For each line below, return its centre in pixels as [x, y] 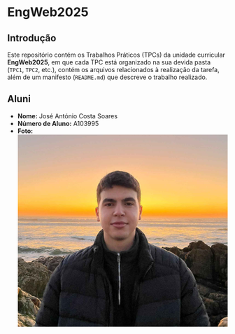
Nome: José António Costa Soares [67, 116]
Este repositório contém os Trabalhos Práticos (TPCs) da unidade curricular [116, 55]
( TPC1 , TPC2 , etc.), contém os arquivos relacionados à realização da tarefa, [114, 70]
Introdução [32, 38]
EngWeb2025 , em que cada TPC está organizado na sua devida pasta [109, 62]
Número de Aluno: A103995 [58, 123]
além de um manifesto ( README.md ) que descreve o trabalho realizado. [107, 77]
